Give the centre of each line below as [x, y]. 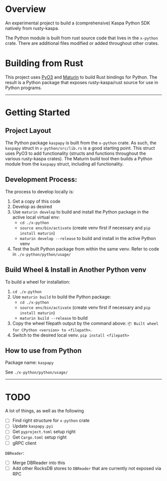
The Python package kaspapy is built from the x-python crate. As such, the [81, 142]
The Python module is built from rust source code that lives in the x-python [82, 38]
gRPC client [24, 443]
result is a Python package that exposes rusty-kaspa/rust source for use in [82, 82]
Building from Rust [44, 63]
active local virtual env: [36, 217]
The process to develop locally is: [40, 191]
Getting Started [38, 113]
